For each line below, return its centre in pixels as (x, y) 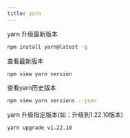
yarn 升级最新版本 (33, 34)
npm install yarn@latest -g (47, 47)
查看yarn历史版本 (32, 88)
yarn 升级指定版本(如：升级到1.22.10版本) (65, 115)
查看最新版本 (25, 61)
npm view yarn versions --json (52, 101)
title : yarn (24, 13)
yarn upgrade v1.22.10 (40, 128)
